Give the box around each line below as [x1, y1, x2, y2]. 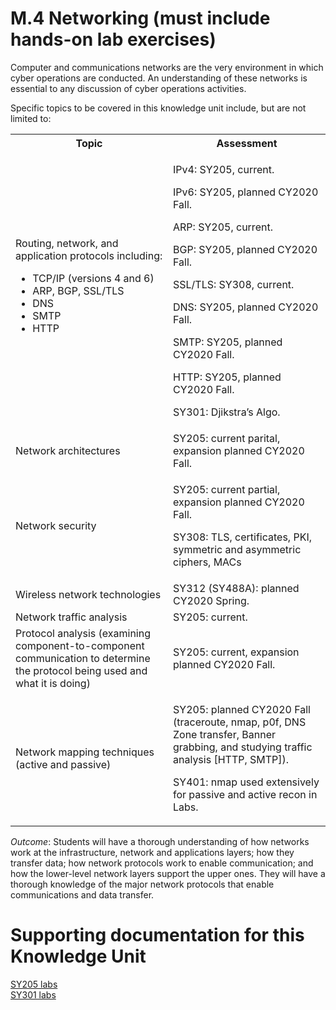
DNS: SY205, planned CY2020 [173, 300, 319, 314]
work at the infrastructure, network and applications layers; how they [10, 846, 295, 858]
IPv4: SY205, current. [173, 162, 275, 176]
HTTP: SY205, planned [173, 370, 282, 384]
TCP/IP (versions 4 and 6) [32, 271, 155, 285]
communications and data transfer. [10, 888, 155, 901]
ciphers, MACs [173, 555, 242, 569]
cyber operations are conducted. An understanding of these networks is [10, 72, 308, 84]
